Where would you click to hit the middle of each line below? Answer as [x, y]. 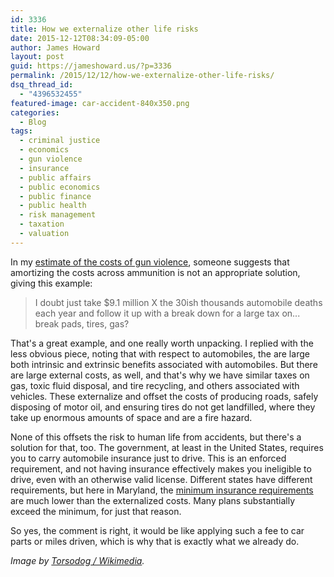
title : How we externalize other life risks [104, 29]
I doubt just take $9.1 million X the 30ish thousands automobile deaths [178, 302]
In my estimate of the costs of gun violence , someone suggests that [150, 262]
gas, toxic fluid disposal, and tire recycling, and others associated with [155, 385]
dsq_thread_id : [42, 85]
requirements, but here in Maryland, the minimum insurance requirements [162, 490]
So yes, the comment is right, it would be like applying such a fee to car [157, 530]
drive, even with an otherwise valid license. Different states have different [161, 479]
